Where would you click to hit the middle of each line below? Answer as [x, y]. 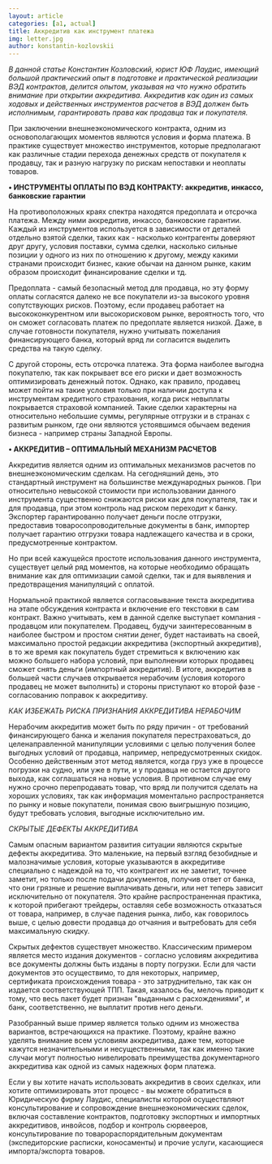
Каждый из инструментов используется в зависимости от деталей [125, 229]
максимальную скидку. [49, 931]
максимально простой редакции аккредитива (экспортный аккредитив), [135, 643]
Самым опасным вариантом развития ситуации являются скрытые [125, 845]
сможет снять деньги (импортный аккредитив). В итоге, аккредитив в [130, 669]
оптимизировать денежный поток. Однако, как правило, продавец [125, 381]
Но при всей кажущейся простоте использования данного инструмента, [135, 559]
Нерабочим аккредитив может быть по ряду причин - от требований [129, 727]
